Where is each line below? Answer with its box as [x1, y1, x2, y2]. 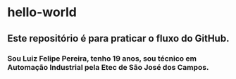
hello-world [7, 4, 77, 20]
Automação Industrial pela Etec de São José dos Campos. [7, 62, 209, 72]
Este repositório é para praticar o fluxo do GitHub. [7, 32, 230, 44]
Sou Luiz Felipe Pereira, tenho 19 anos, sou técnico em [7, 54, 197, 63]
